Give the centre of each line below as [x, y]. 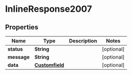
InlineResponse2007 [49, 9]
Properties [22, 27]
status [15, 49]
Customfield [49, 65]
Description [83, 41]
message [19, 57]
